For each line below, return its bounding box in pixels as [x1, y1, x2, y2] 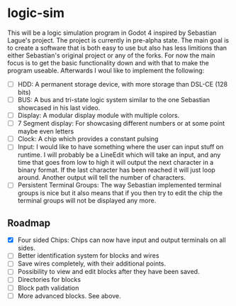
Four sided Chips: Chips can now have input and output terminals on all [17, 236, 226, 244]
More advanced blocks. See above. [17, 291, 122, 300]
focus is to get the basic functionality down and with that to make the [7, 58, 209, 67]
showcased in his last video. [17, 104, 101, 112]
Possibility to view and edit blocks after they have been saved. [17, 268, 200, 276]
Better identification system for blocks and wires [17, 251, 159, 260]
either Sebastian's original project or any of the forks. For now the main [7, 51, 215, 60]
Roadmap [7, 217, 51, 229]
